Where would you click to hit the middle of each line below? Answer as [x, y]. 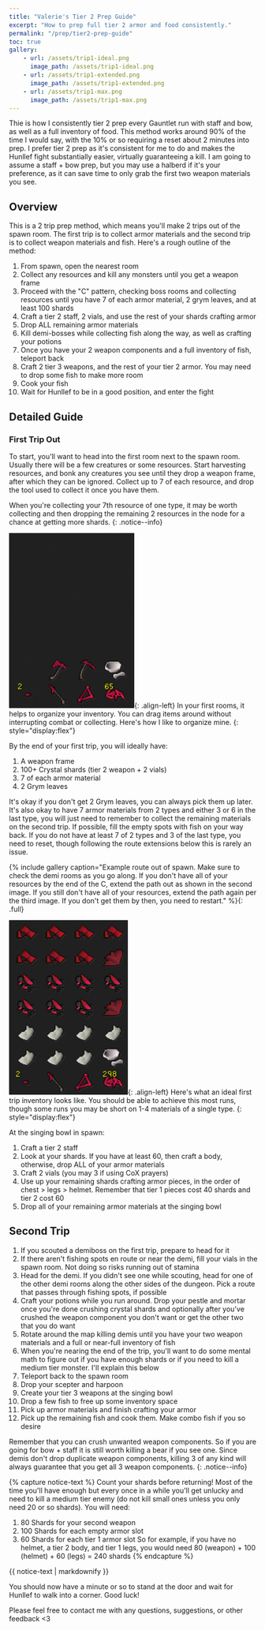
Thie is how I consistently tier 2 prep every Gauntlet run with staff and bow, [131, 123]
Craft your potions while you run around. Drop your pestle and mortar [133, 1300]
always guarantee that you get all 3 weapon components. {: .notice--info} [128, 1467]
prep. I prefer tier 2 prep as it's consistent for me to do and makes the [122, 148]
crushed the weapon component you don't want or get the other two [132, 1317]
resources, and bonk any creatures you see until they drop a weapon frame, [132, 473]
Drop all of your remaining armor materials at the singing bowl [121, 1206]
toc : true [25, 42]
